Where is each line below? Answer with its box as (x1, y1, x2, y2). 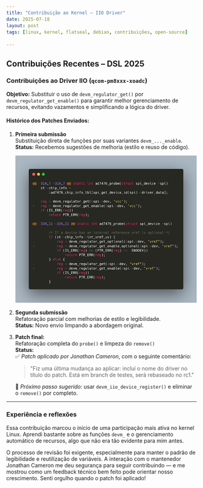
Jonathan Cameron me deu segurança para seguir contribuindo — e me (6, 461, 185, 469)
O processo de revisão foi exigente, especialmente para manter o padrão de (6, 449, 196, 456)
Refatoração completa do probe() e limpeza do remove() (14, 340, 155, 348)
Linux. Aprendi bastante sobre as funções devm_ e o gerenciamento (6, 430, 173, 438)
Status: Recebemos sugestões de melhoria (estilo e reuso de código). (14, 143, 190, 151)
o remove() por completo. (14, 389, 79, 397)
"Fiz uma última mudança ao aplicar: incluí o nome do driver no (30, 365, 188, 372)
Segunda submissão (14, 309, 68, 316)
